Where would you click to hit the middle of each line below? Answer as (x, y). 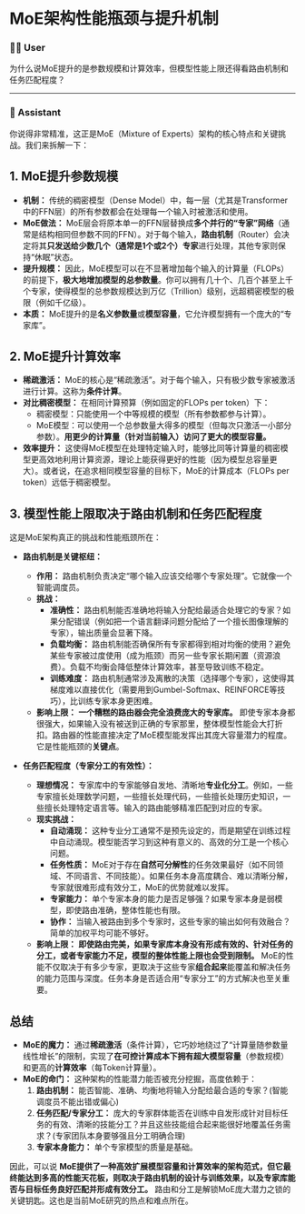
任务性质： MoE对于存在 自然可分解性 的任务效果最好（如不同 (162, 865)
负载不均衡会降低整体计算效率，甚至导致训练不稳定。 (169, 667)
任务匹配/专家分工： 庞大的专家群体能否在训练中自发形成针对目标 (158, 1113)
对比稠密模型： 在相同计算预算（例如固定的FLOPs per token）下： (146, 403)
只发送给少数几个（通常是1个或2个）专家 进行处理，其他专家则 (162, 246)
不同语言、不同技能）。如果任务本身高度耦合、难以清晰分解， (179, 876)
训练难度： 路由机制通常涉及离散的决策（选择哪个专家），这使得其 (172, 678)
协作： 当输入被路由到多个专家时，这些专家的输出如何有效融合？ (170, 922)
